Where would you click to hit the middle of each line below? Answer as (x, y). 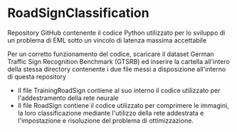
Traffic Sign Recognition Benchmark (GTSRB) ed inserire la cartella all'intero (118, 61)
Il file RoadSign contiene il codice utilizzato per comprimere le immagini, (123, 105)
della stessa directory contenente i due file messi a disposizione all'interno (117, 69)
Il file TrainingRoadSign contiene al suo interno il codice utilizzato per (119, 90)
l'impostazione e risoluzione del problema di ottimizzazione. (106, 120)
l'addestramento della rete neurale (68, 98)
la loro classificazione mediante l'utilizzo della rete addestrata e (111, 113)
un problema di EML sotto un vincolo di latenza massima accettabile (107, 40)
